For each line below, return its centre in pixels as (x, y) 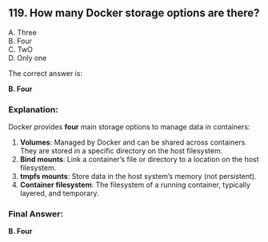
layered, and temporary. (59, 193)
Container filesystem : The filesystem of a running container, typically (135, 185)
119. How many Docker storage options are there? (134, 13)
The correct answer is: (45, 73)
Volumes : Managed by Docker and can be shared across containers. (134, 142)
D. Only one (28, 58)
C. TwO (21, 49)
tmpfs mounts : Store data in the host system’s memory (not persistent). (138, 177)
